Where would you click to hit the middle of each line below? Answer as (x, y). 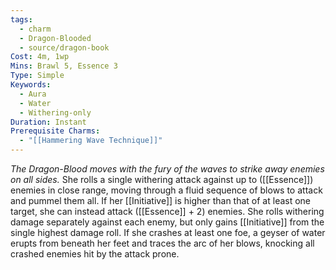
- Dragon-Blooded (55, 38)
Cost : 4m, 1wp (40, 57)
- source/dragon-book (64, 47)
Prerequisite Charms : (55, 131)
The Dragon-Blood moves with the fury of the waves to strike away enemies (167, 169)
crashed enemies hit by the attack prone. (95, 254)
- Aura (33, 94)
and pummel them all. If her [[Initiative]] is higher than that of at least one (161, 200)
